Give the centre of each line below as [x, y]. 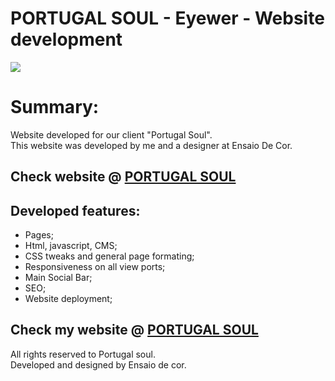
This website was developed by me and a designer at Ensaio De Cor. [151, 145]
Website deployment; [68, 299]
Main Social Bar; [58, 278]
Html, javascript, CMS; [71, 246]
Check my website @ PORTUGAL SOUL [134, 330]
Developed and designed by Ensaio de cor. [98, 364]
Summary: [55, 107]
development [66, 39]
